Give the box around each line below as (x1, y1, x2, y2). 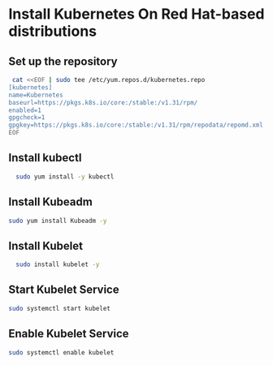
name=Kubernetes (8, 91, 63, 99)
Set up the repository (8, 54, 118, 68)
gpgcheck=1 (8, 114, 45, 122)
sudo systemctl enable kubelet (8, 348, 115, 357)
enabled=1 (8, 106, 42, 114)
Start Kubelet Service (8, 283, 119, 297)
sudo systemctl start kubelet (8, 304, 111, 312)
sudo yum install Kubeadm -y (8, 217, 107, 225)
